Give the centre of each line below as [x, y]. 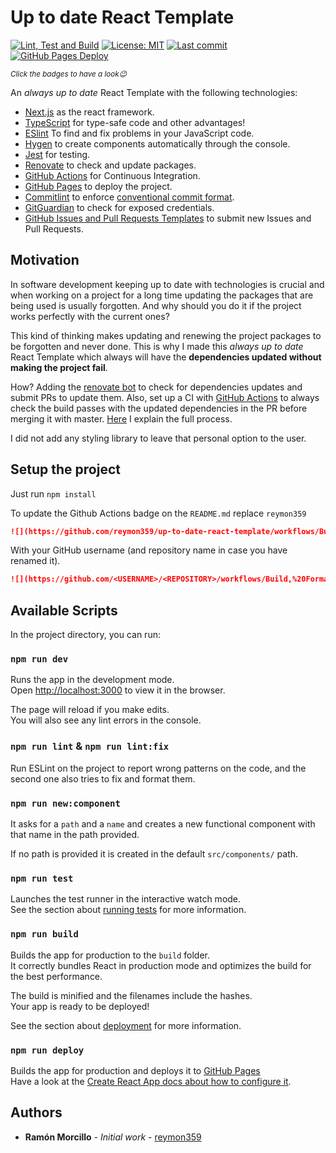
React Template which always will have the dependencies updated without [166, 357]
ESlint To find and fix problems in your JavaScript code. [139, 133]
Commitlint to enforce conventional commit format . [129, 197]
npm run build [44, 934]
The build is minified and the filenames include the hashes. [131, 995]
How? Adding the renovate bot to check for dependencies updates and [156, 387]
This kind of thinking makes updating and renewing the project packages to [166, 335]
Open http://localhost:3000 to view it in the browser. [118, 690]
